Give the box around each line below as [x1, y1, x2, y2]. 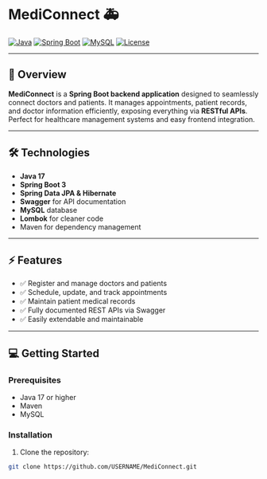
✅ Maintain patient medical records [19, 296, 136, 306]
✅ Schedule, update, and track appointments [19, 288, 168, 297]
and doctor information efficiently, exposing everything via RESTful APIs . [8, 106, 248, 116]
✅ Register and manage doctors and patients [19, 279, 168, 289]
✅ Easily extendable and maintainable [19, 315, 144, 324]
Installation [8, 429, 53, 440]
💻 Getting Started [8, 347, 99, 360]
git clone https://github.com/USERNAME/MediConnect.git [8, 463, 197, 471]
